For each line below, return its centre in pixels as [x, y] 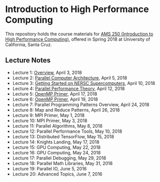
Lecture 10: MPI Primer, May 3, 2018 [50, 120]
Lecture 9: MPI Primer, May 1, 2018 [48, 115]
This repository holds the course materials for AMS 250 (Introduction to [79, 34]
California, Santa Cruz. [29, 44]
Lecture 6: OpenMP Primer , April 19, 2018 [55, 99]
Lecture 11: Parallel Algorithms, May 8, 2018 [57, 126]
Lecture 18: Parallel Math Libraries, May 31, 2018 [63, 163]
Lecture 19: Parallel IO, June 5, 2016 [50, 168]
